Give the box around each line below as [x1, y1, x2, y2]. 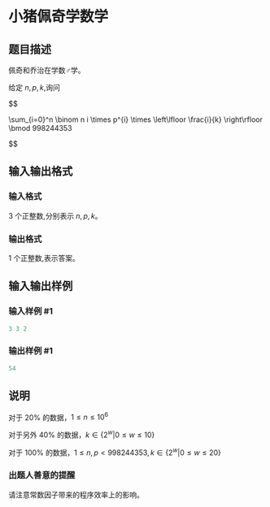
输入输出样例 [8, 279, 73, 293]
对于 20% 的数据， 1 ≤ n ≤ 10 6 [8, 411, 108, 422]
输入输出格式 [8, 164, 73, 179]
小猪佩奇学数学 [8, 7, 109, 26]
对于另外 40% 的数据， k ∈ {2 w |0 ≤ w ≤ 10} [8, 428, 155, 440]
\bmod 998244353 [8, 123, 72, 132]
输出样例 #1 [8, 345, 53, 357]
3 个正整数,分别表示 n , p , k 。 [8, 210, 102, 220]
